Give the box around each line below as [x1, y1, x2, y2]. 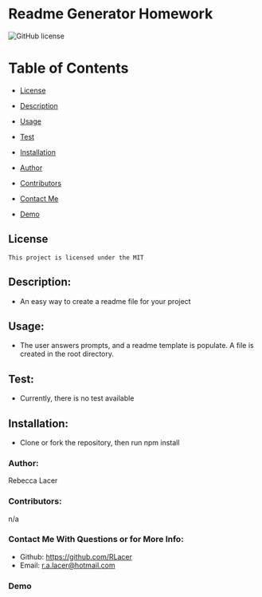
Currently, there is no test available [19, 393, 135, 403]
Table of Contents [8, 59, 129, 77]
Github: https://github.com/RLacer [19, 552, 133, 561]
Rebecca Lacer [8, 476, 58, 485]
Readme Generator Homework [8, 5, 213, 23]
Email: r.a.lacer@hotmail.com [19, 560, 115, 570]
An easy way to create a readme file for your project [19, 296, 191, 306]
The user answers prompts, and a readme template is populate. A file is [19, 341, 254, 350]
